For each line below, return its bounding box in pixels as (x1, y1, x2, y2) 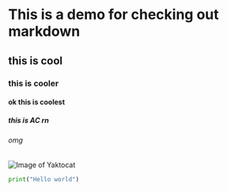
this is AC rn (8, 115, 49, 124)
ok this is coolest (8, 97, 66, 107)
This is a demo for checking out (8, 6, 219, 24)
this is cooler (8, 78, 59, 89)
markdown (8, 22, 81, 40)
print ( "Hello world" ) (8, 175, 80, 183)
